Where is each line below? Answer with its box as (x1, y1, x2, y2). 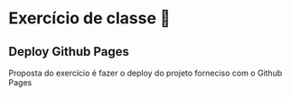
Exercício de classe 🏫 (8, 8, 171, 29)
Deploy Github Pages (8, 44, 130, 59)
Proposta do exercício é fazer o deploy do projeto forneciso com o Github (8, 67, 283, 78)
